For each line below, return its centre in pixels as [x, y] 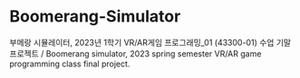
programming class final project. [70, 64]
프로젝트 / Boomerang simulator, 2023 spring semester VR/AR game [135, 53]
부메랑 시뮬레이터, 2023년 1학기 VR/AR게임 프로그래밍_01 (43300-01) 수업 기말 [150, 42]
